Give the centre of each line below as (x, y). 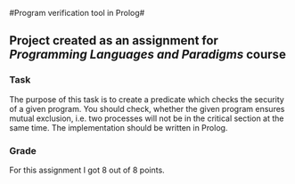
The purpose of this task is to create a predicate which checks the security (147, 99)
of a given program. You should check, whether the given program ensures (147, 108)
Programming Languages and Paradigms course (148, 55)
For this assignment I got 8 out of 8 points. (87, 170)
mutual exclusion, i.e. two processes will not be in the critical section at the (147, 118)
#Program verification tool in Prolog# (77, 13)
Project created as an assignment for (114, 40)
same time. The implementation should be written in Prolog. (119, 127)
